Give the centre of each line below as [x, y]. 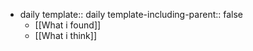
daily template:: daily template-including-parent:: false [131, 14]
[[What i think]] [66, 35]
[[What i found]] [68, 25]
